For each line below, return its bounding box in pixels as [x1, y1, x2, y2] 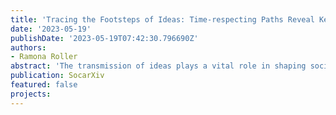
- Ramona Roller [10, 52, 78, 62]
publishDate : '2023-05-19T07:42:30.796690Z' [10, 33, 199, 43]
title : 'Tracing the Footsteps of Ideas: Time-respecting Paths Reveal [10, 14, 315, 25]
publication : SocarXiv [10, 71, 105, 81]
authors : [10, 42, 47, 53]
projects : [10, 89, 52, 99]
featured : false [10, 80, 78, 90]
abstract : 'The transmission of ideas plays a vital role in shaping [10, 61, 307, 71]
